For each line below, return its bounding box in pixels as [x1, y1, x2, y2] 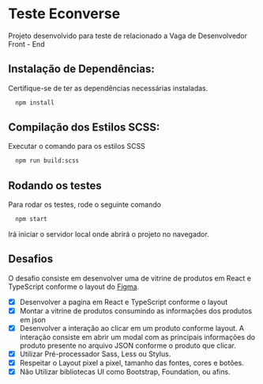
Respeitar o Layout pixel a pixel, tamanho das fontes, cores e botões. [19, 358, 245, 368]
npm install [15, 98, 55, 107]
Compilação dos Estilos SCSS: [8, 120, 160, 135]
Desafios [8, 253, 54, 266]
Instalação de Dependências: [8, 63, 156, 76]
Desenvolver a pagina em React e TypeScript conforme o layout [19, 297, 227, 306]
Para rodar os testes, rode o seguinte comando [8, 200, 162, 210]
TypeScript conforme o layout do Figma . [8, 282, 140, 291]
